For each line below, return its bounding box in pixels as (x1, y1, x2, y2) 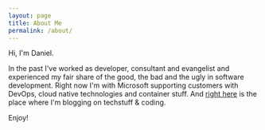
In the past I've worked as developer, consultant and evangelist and (8, 64, 230, 73)
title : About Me (8, 19, 62, 27)
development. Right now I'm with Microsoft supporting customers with (8, 81, 239, 90)
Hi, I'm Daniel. (8, 49, 54, 58)
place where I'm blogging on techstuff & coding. (8, 97, 166, 108)
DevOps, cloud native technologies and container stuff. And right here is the (8, 89, 257, 99)
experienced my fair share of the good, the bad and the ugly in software (8, 73, 244, 82)
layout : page (8, 11, 52, 20)
